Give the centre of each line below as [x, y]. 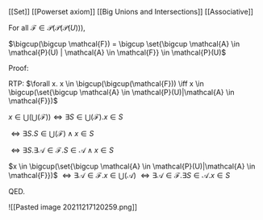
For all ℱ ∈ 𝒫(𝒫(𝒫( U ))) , [47, 28]
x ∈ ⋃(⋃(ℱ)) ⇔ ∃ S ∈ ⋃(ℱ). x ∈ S [66, 117]
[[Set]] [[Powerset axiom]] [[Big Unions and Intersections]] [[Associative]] [131, 12]
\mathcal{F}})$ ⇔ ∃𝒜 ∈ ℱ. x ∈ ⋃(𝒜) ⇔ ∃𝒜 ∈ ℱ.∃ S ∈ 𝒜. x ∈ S [119, 175]
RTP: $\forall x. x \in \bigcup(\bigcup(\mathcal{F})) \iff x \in [106, 83]
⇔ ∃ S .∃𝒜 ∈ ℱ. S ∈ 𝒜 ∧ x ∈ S [63, 150]
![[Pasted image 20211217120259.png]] [73, 207]
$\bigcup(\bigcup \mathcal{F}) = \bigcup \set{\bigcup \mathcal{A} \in [124, 44]
